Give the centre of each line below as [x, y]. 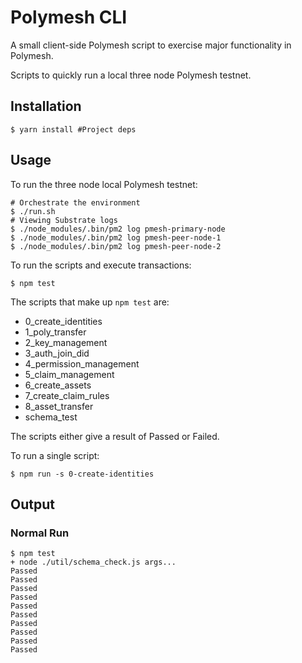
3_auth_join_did [57, 353]
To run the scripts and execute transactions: [101, 265]
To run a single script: [55, 455]
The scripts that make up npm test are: [90, 302]
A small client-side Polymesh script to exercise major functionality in [151, 45]
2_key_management [66, 342]
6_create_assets [58, 385]
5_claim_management [69, 374]
